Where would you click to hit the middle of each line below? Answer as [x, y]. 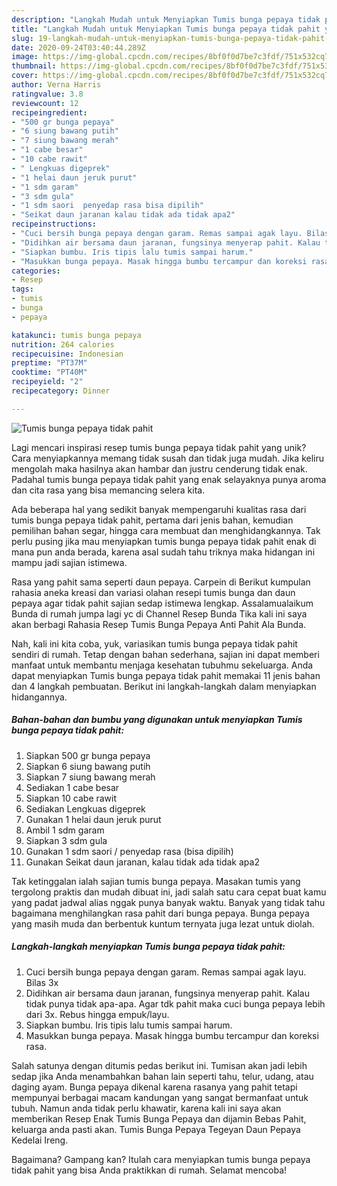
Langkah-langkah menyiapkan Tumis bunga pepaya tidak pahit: [148, 947]
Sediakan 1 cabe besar [72, 787]
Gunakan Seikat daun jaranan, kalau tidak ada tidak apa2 [142, 862]
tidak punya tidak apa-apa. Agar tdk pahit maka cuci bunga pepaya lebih [175, 1003]
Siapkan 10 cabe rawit [71, 798]
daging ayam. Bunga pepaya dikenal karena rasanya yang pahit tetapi [154, 1087]
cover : [25, 76]
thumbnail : [34, 66]
